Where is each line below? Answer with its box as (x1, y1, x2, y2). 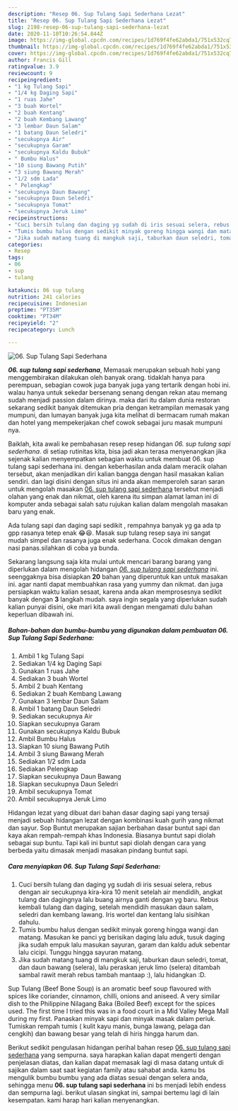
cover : (8, 50, 28, 57)
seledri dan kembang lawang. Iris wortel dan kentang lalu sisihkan (18, 910, 210, 918)
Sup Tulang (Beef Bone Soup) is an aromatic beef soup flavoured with (8, 984, 211, 993)
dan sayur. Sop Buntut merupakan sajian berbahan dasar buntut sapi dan (8, 823, 220, 832)
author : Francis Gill (8, 57, 72, 64)
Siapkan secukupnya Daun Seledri (18, 779, 119, 788)
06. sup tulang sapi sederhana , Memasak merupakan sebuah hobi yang (8, 366, 221, 374)
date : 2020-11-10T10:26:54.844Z (8, 30, 103, 38)
